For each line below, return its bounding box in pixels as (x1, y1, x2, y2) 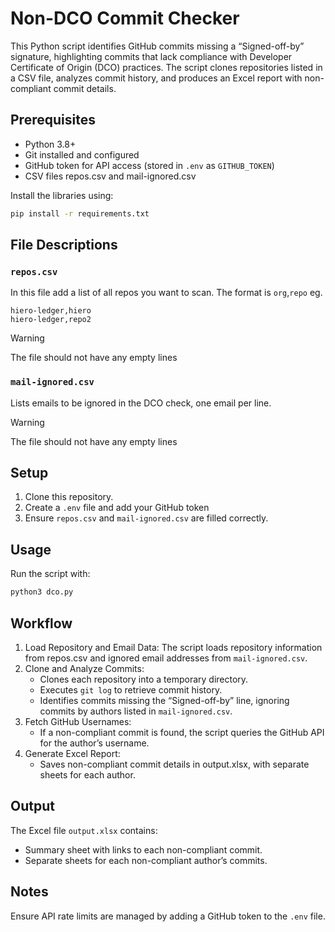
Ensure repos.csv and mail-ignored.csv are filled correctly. (24, 512, 269, 524)
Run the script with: (10, 568, 91, 580)
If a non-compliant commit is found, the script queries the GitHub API (39, 726, 325, 738)
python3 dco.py (10, 587, 74, 597)
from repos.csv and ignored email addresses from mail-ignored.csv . (24, 652, 308, 664)
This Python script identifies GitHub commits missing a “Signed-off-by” (10, 40, 305, 52)
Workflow (10, 615, 73, 632)
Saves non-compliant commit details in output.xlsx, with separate (39, 758, 310, 770)
